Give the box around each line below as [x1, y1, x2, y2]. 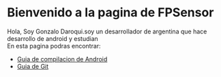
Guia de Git [16, 62, 49, 70]
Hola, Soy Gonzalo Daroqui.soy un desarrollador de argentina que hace [7, 27, 207, 35]
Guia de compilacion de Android [16, 55, 108, 63]
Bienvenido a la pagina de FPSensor [7, 5, 214, 20]
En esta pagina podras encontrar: [7, 42, 101, 50]
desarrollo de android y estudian [7, 34, 99, 42]
